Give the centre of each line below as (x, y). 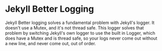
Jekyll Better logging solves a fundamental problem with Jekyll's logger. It (80, 23)
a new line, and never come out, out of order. (51, 43)
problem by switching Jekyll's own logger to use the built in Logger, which (80, 33)
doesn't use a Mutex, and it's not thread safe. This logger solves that (74, 27)
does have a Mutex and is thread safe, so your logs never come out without (81, 38)
